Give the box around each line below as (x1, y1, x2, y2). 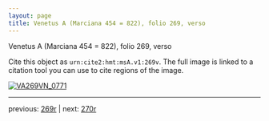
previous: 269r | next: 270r (8, 103, 97, 113)
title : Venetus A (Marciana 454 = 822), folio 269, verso (8, 19, 206, 27)
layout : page (8, 11, 52, 20)
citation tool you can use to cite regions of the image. (8, 65, 184, 75)
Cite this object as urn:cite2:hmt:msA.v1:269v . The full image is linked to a (8, 57, 254, 67)
